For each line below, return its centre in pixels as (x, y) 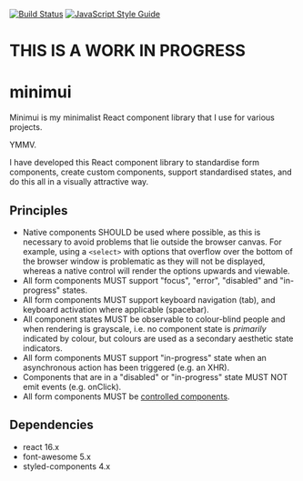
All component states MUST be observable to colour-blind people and (154, 319)
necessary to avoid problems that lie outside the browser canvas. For (152, 242)
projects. (26, 127)
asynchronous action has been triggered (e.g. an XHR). (126, 367)
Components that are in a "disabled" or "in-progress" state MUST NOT (155, 376)
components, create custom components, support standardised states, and (151, 172)
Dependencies (51, 425)
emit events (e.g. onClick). (72, 386)
